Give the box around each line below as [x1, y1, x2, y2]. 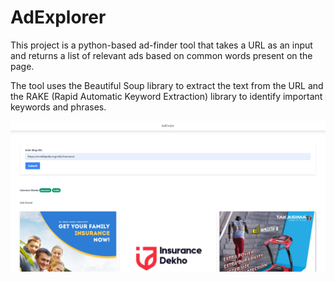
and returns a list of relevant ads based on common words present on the [10, 49, 313, 61]
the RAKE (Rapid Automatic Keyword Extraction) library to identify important [10, 90, 323, 102]
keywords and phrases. [10, 101, 107, 113]
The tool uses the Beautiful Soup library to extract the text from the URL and [10, 79, 324, 91]
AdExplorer [10, 6, 107, 29]
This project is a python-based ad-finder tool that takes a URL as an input [10, 39, 313, 51]
